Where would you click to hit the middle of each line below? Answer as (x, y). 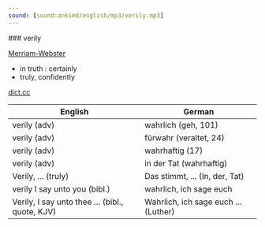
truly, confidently (47, 76)
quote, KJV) (34, 211)
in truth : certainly (48, 69)
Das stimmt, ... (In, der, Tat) (194, 176)
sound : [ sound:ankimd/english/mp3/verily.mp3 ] (86, 15)
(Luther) (160, 211)
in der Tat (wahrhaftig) (186, 163)
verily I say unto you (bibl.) (61, 188)
